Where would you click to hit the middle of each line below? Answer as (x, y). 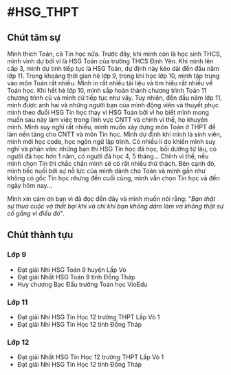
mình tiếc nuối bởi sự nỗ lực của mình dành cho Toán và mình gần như (107, 171)
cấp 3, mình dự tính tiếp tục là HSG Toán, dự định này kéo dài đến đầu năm (113, 68)
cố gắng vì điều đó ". (36, 213)
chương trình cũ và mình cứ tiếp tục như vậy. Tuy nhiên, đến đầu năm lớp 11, (114, 98)
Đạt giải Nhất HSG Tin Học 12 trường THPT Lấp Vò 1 (90, 357)
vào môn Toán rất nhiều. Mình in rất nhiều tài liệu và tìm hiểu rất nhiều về (110, 83)
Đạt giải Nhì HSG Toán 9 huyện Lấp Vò (71, 270)
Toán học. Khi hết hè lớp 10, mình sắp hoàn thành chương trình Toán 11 (107, 90)
